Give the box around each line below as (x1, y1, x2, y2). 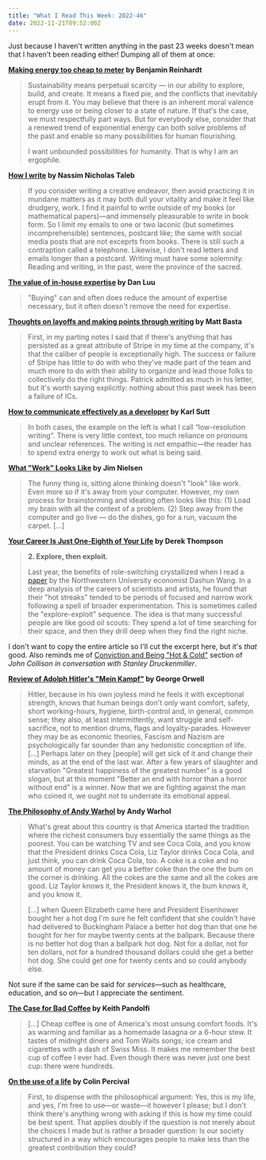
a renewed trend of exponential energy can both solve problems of (27, 123, 247, 132)
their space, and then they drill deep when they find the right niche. (27, 626, 249, 635)
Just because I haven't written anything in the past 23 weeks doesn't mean (8, 41, 254, 50)
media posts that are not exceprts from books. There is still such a (27, 236, 245, 246)
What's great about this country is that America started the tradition (27, 822, 249, 831)
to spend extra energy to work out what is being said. (27, 447, 202, 457)
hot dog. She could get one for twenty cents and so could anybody (27, 955, 248, 965)
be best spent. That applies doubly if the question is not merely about (27, 1117, 256, 1127)
